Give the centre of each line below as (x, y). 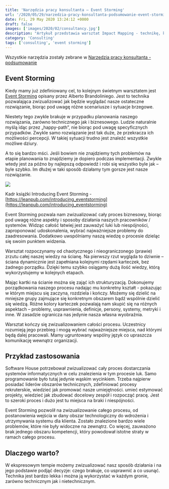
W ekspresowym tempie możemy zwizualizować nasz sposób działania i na (83, 465)
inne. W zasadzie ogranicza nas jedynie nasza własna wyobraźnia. (74, 314)
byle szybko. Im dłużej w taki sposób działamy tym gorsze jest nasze (77, 169)
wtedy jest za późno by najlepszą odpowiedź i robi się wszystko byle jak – (82, 164)
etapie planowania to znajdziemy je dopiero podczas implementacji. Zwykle (83, 158)
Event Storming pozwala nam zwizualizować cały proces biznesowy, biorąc (83, 214)
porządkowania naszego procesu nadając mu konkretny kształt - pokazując (83, 287)
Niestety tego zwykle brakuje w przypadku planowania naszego (71, 116)
